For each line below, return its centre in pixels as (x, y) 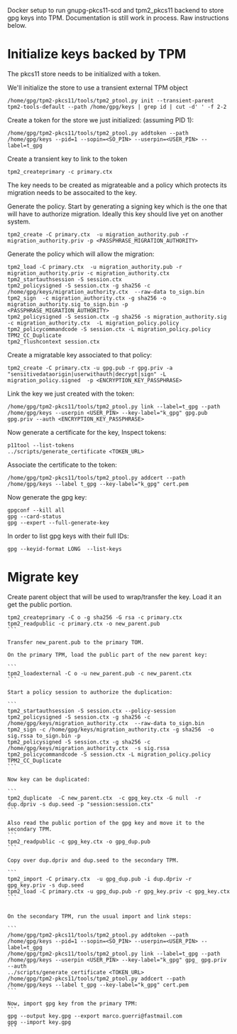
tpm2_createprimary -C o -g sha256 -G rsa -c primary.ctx (95, 617)
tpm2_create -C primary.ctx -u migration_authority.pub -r (98, 234)
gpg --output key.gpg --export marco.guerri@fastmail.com (95, 1016)
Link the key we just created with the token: (71, 394)
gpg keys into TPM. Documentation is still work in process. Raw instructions (118, 18)
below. (17, 25)
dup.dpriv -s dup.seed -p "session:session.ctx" (81, 804)
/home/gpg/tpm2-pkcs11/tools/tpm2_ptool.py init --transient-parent (111, 100)
